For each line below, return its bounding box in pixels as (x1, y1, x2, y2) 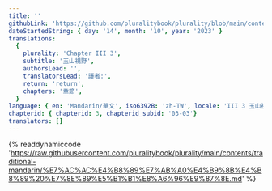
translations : (8, 34, 57, 43)
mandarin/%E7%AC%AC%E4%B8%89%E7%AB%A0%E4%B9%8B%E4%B (8, 165, 262, 175)
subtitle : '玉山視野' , (23, 57, 95, 66)
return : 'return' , (23, 79, 85, 87)
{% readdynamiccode (8, 139, 81, 149)
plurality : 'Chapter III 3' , (23, 49, 121, 57)
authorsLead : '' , (23, 65, 82, 73)
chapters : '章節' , (23, 87, 83, 95)
